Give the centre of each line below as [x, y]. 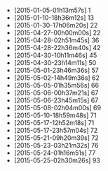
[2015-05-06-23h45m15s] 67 [56, 100]
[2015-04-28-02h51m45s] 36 [56, 40]
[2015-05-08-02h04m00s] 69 [58, 108]
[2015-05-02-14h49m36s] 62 [57, 78]
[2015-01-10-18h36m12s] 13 [54, 18]
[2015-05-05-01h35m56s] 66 [56, 85]
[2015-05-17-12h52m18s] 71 [54, 123]
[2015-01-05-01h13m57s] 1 [52, 10]
